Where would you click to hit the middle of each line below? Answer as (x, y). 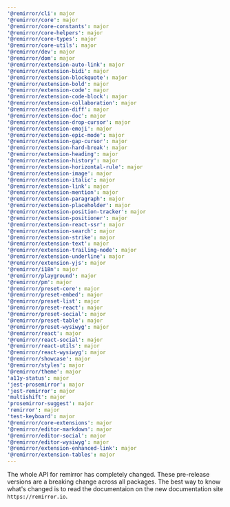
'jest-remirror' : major (41, 391)
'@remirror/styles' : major (46, 365)
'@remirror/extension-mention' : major (63, 193)
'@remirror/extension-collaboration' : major (72, 103)
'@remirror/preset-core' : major (53, 289)
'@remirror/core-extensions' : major (60, 423)
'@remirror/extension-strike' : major (61, 237)
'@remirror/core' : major (43, 20)
